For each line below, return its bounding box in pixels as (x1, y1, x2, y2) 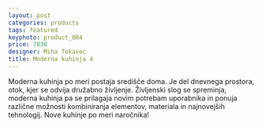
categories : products (8, 19, 80, 27)
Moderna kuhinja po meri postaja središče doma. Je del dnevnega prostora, (8, 76, 255, 86)
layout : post (8, 11, 51, 20)
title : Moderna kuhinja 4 (8, 56, 93, 63)
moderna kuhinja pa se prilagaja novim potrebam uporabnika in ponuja (8, 93, 238, 103)
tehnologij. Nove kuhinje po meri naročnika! (8, 110, 150, 119)
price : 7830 (8, 41, 47, 49)
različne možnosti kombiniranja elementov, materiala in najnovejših (8, 101, 225, 111)
